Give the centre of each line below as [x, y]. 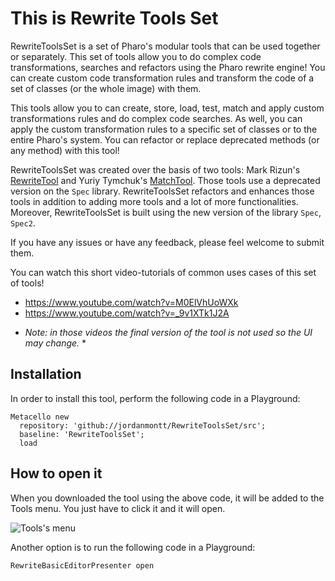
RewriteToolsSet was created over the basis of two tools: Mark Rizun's [155, 169]
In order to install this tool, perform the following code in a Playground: [155, 398]
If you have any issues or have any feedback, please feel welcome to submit [167, 242]
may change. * [55, 343]
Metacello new [40, 417]
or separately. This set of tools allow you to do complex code [136, 56]
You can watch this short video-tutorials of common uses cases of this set [163, 272]
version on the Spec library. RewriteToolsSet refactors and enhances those [162, 191]
